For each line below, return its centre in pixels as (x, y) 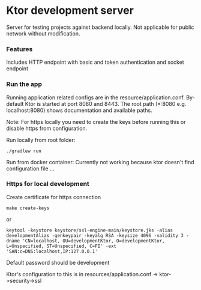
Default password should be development (58, 262)
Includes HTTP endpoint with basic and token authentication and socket (95, 62)
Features (19, 49)
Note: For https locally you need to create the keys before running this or (96, 122)
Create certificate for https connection (54, 197)
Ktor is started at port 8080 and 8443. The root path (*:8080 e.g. (106, 103)
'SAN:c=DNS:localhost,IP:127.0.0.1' (52, 251)
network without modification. (43, 33)
